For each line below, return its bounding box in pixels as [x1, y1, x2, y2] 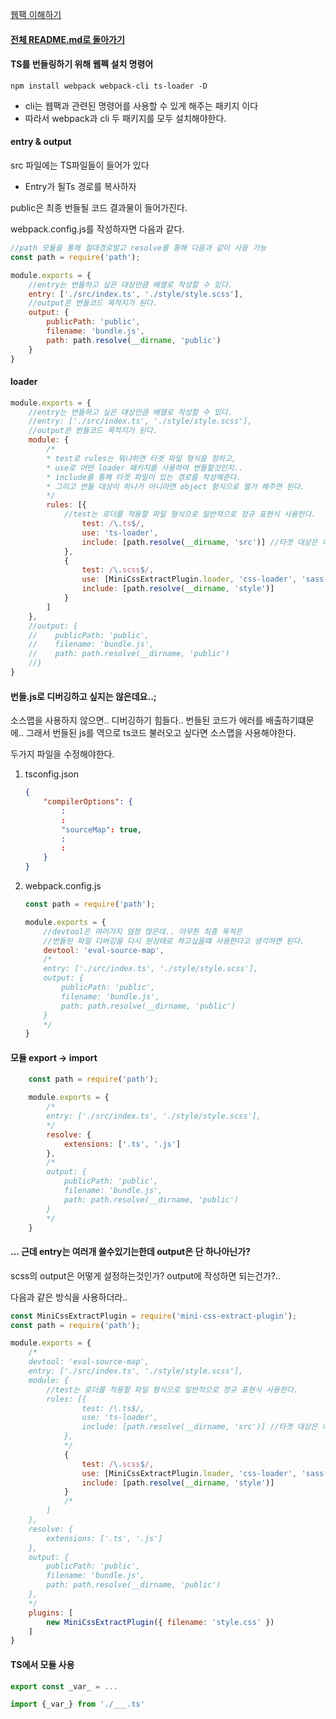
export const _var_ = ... [10, 1681, 118, 1692]
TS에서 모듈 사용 [10, 1658, 75, 1670]
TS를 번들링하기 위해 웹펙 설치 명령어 [10, 58, 154, 70]
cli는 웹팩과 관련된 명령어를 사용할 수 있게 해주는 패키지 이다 [24, 99, 259, 112]
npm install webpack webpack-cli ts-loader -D [10, 81, 208, 91]
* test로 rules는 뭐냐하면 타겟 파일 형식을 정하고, [46, 453, 237, 463]
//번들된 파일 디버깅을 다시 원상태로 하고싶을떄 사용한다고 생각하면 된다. [43, 936, 305, 946]
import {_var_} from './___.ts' [10, 1699, 145, 1710]
